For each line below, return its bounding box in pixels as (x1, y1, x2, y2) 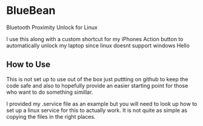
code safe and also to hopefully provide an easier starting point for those (6, 82, 188, 89)
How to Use (6, 59, 51, 70)
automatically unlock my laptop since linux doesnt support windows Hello (6, 42, 190, 49)
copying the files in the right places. (6, 113, 96, 120)
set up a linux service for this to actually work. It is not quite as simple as (6, 107, 188, 114)
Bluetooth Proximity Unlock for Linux (6, 24, 98, 31)
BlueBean (6, 4, 56, 18)
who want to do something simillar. (6, 88, 93, 96)
